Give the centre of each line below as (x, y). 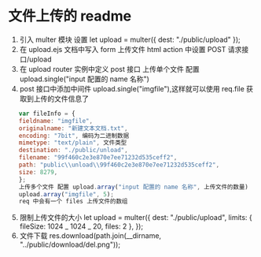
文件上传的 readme (70, 16)
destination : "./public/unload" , (73, 151)
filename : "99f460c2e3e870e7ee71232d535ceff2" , (98, 158)
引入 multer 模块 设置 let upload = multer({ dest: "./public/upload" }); (130, 39)
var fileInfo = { (47, 114)
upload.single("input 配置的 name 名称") (84, 79)
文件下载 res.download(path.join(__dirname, (90, 236)
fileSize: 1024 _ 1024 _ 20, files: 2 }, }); (81, 226)
